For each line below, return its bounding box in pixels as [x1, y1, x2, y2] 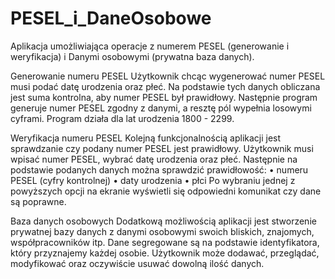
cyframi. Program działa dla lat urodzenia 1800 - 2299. [10, 112, 235, 124]
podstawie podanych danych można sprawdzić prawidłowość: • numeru [10, 163, 309, 176]
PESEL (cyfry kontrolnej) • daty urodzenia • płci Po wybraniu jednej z [10, 174, 296, 186]
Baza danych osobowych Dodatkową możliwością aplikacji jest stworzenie [10, 215, 317, 227]
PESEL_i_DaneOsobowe [10, 7, 212, 30]
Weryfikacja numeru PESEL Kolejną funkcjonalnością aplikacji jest [10, 132, 282, 144]
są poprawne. [10, 195, 67, 207]
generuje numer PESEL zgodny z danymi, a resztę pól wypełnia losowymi [10, 102, 312, 114]
